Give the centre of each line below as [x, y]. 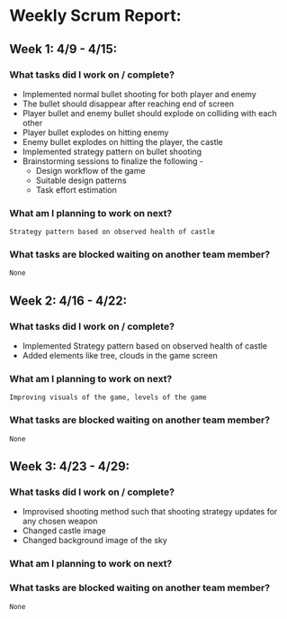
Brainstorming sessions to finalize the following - [113, 161]
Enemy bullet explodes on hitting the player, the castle [122, 141]
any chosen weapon [60, 521]
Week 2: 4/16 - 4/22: [68, 300]
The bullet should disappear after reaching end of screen [128, 104]
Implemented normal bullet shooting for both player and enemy [139, 94]
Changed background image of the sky [95, 541]
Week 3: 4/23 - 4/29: [70, 466]
